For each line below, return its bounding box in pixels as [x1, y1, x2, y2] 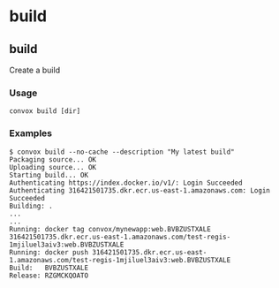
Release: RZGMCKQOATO [9, 271, 89, 280]
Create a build [9, 64, 60, 75]
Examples [9, 127, 53, 140]
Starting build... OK [9, 171, 89, 179]
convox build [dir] [9, 107, 81, 116]
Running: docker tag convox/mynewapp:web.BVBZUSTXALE [9, 224, 212, 233]
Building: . [9, 201, 53, 210]
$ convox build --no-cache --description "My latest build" [9, 148, 236, 156]
